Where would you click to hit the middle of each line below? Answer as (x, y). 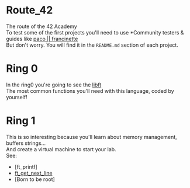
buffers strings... (26, 143)
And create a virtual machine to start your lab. (61, 149)
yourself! (17, 97)
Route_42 (30, 10)
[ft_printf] (26, 166)
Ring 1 (21, 121)
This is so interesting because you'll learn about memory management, (91, 137)
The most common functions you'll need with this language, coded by (90, 90)
